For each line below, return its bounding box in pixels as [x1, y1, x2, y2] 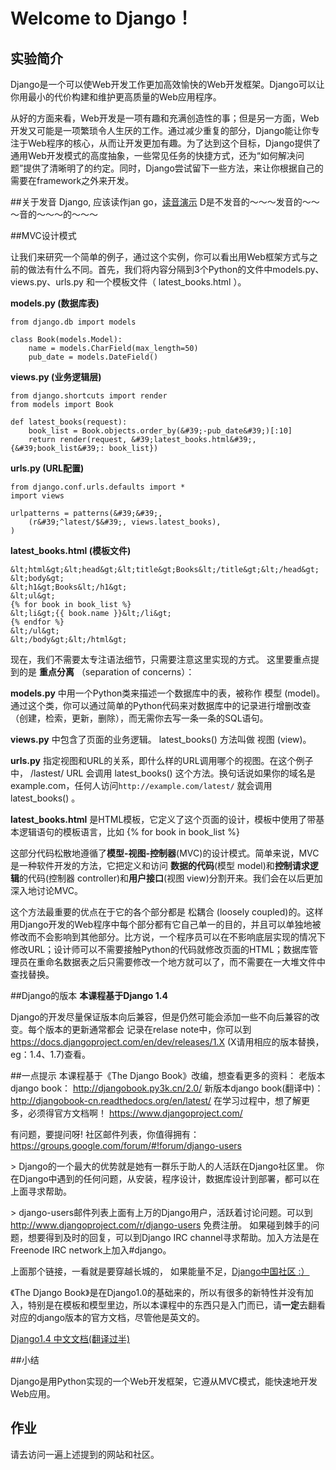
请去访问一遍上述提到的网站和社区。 [10, 1448, 160, 1460]
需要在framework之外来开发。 [10, 175, 135, 186]
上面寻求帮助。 [10, 1185, 72, 1197]
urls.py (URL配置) [10, 462, 85, 474]
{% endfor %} [10, 617, 65, 627]
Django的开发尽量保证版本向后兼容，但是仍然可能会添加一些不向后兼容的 [10, 1011, 312, 1023]
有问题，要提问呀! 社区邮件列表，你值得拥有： [10, 1129, 200, 1140]
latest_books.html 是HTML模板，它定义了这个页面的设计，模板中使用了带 [10, 814, 317, 825]
